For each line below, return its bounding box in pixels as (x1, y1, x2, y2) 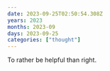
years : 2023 (7, 17, 43, 24)
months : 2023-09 (7, 23, 55, 30)
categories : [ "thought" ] (7, 37, 81, 44)
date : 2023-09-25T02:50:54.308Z (7, 10, 103, 18)
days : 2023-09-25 (7, 30, 59, 37)
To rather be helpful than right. (7, 56, 97, 64)
